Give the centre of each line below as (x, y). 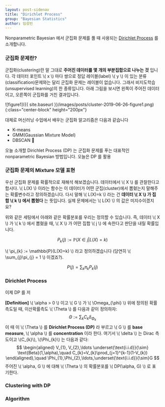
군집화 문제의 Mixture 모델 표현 (40, 170)
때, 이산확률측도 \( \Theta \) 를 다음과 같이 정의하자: (68, 309)
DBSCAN (23, 140)
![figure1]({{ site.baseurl (29, 104)
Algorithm (17, 399)
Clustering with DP (28, 385)
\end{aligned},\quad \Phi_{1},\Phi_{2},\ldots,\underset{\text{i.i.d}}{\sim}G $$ (82, 358)
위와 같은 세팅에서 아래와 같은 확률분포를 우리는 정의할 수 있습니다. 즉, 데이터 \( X (82, 217)
